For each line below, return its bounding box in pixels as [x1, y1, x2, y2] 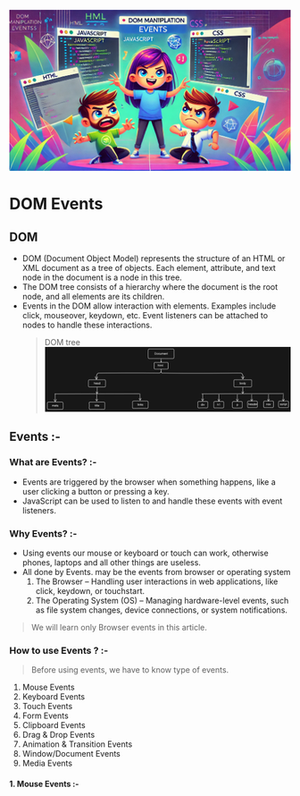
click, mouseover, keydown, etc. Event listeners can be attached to [21, 309, 269, 320]
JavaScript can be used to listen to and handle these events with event [21, 495, 283, 506]
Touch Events [21, 701, 73, 712]
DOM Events [9, 194, 104, 215]
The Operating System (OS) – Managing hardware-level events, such [35, 596, 289, 606]
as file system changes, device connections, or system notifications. [35, 605, 288, 615]
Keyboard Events [21, 691, 86, 702]
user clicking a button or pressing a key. [21, 486, 170, 496]
